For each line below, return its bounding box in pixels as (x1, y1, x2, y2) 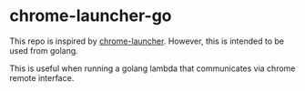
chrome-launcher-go (9, 5, 172, 26)
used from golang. (9, 45, 79, 56)
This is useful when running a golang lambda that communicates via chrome (9, 63, 296, 74)
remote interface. (9, 72, 75, 83)
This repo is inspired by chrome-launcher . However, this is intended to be (9, 35, 285, 46)
